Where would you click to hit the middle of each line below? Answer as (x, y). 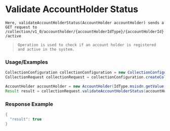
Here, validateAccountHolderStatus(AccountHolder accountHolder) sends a (85, 23)
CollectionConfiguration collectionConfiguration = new (65, 73)
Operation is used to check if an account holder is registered (87, 45)
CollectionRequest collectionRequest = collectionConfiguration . (75, 77)
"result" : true (26, 119)
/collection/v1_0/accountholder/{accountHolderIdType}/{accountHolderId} (85, 31)
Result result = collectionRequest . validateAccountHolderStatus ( (75, 91)
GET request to (21, 27)
